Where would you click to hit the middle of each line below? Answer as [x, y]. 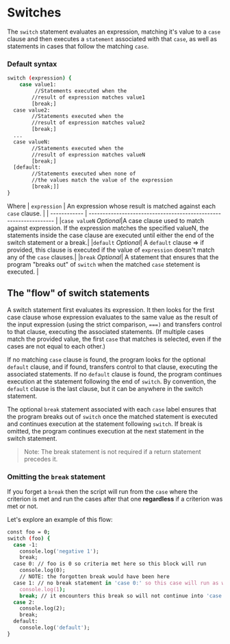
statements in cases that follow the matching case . [78, 46]
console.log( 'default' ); [55, 628]
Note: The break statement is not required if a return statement [112, 451]
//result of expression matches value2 [89, 123]
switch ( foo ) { [29, 538]
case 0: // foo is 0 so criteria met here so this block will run [110, 564]
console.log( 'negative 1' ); [59, 551]
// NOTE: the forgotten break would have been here [94, 577]
